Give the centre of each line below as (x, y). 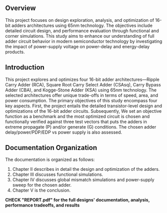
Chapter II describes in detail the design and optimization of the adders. (86, 169)
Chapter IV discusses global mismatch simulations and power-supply (83, 180)
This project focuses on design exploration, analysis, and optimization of (80, 20)
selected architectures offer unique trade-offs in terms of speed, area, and (82, 95)
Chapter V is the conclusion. (41, 190)
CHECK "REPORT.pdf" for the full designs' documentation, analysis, (78, 200)
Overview (21, 8)
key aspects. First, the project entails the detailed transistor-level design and (83, 106)
